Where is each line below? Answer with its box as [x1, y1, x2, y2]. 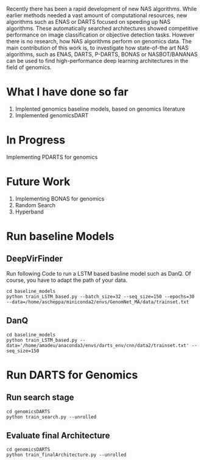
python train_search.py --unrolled [6, 414, 97, 420]
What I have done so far [6, 85, 129, 99]
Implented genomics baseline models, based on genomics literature [15, 105, 186, 112]
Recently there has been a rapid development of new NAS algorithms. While [6, 6, 197, 12]
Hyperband [15, 208, 44, 215]
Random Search [15, 201, 56, 208]
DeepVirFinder [6, 254, 63, 264]
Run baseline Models [6, 229, 114, 243]
